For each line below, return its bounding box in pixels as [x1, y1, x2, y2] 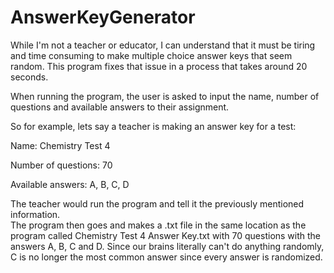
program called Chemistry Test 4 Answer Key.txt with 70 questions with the [10, 229, 322, 241]
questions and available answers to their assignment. [10, 101, 230, 113]
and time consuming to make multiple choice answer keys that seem [10, 49, 293, 61]
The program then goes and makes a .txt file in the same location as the [10, 219, 307, 231]
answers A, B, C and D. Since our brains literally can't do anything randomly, [10, 240, 325, 252]
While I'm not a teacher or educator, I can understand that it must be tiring [10, 39, 316, 51]
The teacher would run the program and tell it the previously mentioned [10, 197, 305, 210]
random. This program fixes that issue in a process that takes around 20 [10, 60, 308, 72]
